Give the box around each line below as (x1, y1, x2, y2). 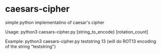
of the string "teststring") (5, 43, 56, 49)
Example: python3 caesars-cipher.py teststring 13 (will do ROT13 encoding (5, 38, 157, 44)
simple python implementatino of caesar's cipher (5, 19, 104, 25)
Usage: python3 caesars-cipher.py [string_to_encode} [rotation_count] (5, 29, 149, 35)
